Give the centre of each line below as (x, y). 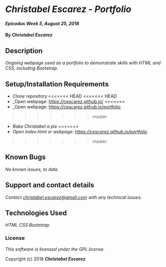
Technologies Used (36, 213)
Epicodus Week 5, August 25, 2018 (42, 23)
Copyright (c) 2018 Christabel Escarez (45, 259)
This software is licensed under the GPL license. (55, 249)
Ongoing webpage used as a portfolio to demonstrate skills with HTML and (83, 63)
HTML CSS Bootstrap (27, 225)
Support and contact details (50, 185)
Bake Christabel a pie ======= (45, 126)
